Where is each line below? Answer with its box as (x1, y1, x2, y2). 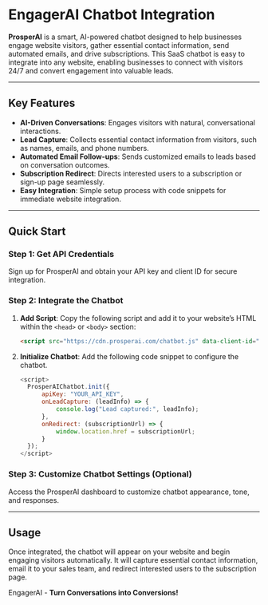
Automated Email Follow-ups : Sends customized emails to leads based (19, 152, 257, 161)
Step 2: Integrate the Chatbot (8, 295, 124, 306)
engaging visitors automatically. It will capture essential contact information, (8, 556, 258, 565)
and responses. (8, 495, 60, 504)
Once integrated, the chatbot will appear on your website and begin (8, 547, 231, 556)
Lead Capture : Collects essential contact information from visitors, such (19, 134, 258, 144)
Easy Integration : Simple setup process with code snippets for (19, 185, 227, 195)
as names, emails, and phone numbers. (19, 143, 149, 152)
